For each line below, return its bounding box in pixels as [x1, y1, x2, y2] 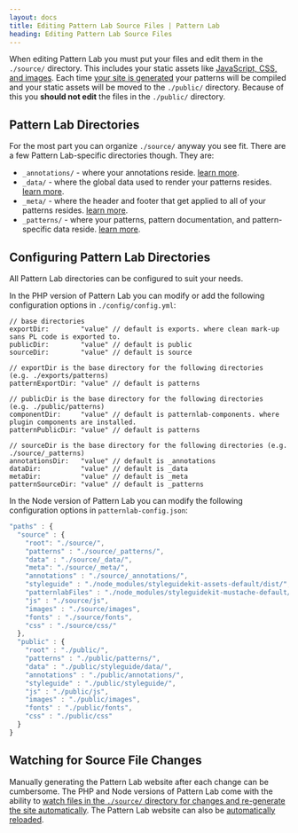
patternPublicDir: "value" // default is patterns [9, 426, 200, 435]
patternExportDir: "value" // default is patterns [9, 379, 200, 388]
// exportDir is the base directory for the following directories [9, 364, 264, 373]
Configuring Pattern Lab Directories [9, 249, 211, 264]
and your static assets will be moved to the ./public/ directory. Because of [9, 82, 284, 93]
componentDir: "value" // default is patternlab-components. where [9, 410, 279, 419]
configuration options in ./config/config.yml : [9, 300, 176, 310]
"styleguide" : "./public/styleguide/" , [25, 679, 176, 688]
